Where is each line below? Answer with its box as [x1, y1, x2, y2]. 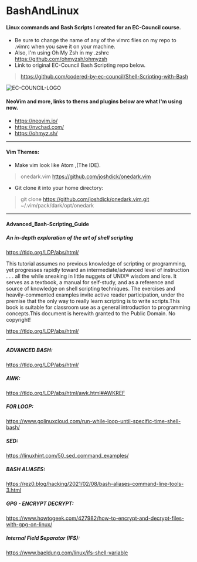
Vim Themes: [6, 148, 40, 156]
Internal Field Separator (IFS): [6, 534, 80, 541]
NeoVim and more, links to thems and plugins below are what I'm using [6, 98, 182, 105]
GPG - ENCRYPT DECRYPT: [6, 500, 74, 507]
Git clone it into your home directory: [14, 184, 104, 191]
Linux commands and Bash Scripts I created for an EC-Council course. [6, 23, 181, 30]
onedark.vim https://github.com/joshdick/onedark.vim [20, 173, 151, 180]
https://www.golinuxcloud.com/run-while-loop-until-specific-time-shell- [6, 418, 181, 425]
